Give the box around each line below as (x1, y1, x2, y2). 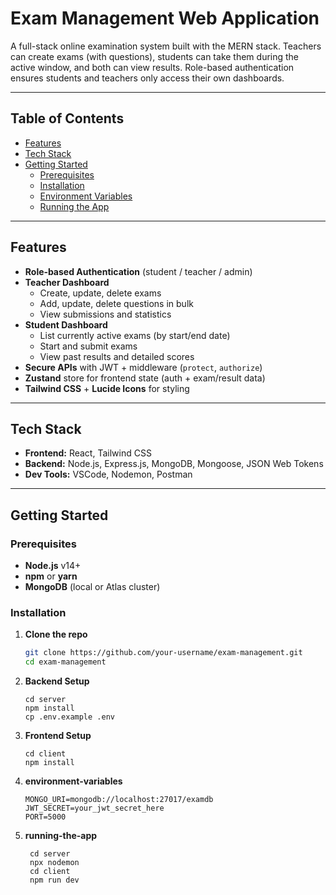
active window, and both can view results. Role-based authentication (10, 61, 295, 73)
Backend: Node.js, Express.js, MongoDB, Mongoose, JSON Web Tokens (24, 458, 324, 470)
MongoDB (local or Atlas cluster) (24, 581, 161, 593)
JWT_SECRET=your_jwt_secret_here (24, 803, 165, 814)
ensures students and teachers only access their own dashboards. (10, 72, 285, 84)
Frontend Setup (24, 730, 92, 742)
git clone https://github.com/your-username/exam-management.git (24, 648, 303, 658)
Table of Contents (10, 110, 125, 127)
